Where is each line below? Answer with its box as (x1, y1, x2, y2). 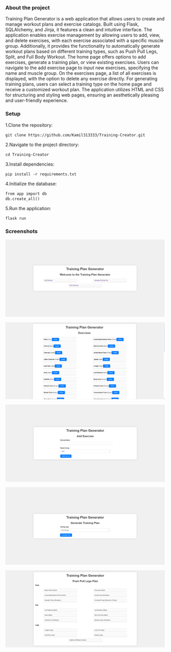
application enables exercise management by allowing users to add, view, (5, 32, 160, 38)
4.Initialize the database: (5, 180, 57, 187)
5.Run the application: (5, 205, 51, 211)
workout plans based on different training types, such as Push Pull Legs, (5, 48, 158, 55)
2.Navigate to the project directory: (5, 141, 79, 148)
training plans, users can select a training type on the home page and (5, 81, 152, 87)
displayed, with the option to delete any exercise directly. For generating (5, 76, 158, 82)
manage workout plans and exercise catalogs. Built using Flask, (5, 21, 139, 27)
